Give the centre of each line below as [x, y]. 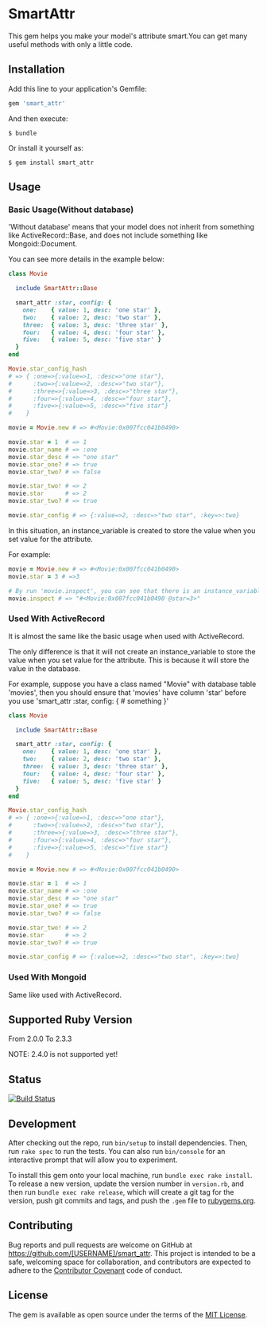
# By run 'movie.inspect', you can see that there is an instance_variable [136, 591]
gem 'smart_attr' [37, 103]
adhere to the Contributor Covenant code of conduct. [95, 1270]
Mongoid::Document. [43, 244]
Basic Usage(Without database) [71, 210]
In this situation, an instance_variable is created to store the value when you [132, 530]
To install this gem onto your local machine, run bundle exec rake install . [130, 1176]
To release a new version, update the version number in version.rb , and [126, 1184]
